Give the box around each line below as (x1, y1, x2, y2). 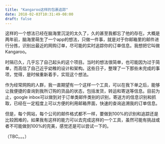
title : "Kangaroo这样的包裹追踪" (5, 7, 68, 12)
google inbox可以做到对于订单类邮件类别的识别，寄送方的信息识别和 (13, 94, 152, 100)
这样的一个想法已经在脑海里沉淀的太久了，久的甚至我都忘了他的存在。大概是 (5, 30, 160, 36)
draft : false (5, 16, 32, 21)
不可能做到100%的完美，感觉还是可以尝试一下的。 (9, 123, 111, 129)
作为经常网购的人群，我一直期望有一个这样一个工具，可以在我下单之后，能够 (5, 82, 160, 88)
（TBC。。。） (5, 134, 29, 140)
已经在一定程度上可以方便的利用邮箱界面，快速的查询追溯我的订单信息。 (13, 100, 160, 106)
